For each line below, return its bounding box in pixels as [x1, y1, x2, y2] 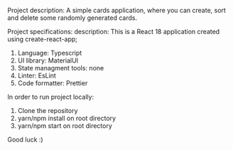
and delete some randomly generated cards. [7, 14, 137, 22]
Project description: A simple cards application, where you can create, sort [7, 6, 226, 14]
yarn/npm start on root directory [17, 122, 112, 130]
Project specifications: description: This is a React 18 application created [7, 28, 220, 36]
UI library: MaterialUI [17, 56, 79, 65]
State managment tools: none [17, 64, 104, 72]
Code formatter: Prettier [17, 79, 88, 87]
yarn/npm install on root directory [17, 114, 116, 122]
